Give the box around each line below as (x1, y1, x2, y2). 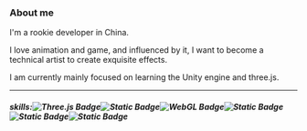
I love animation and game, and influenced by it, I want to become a (9, 45, 264, 55)
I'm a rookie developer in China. (9, 27, 130, 38)
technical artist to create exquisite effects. (9, 55, 167, 65)
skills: (9, 101, 33, 112)
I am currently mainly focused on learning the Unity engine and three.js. (9, 72, 280, 83)
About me (9, 6, 55, 19)
